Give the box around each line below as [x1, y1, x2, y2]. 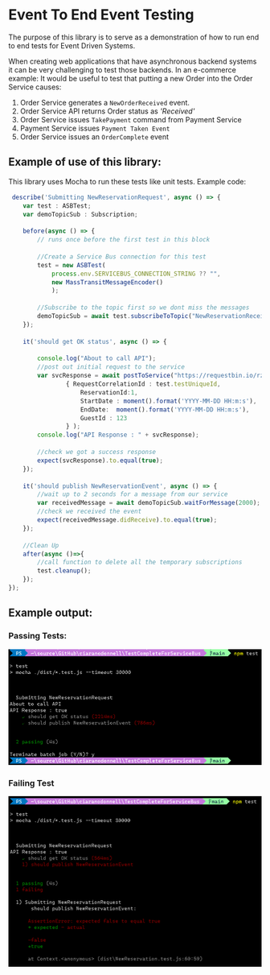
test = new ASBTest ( [37, 261, 106, 269]
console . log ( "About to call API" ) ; [37, 354, 157, 363]
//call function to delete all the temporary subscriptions [37, 558, 243, 567]
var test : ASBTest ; [22, 201, 92, 210]
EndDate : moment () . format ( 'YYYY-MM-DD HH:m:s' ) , [80, 405, 250, 414]
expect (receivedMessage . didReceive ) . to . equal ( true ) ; [37, 516, 218, 524]
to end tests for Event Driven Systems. [8, 40, 136, 50]
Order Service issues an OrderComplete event [19, 131, 169, 142]
